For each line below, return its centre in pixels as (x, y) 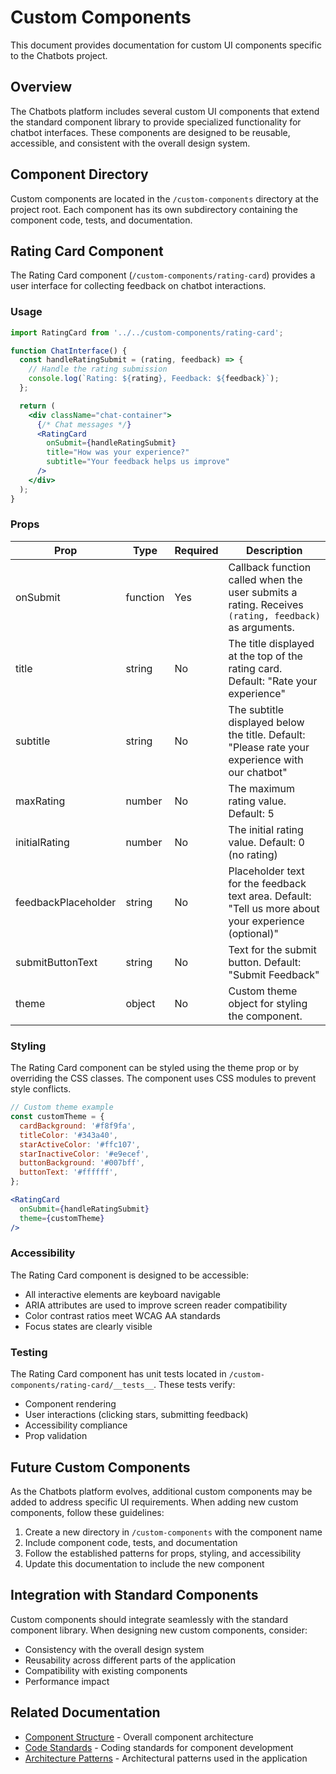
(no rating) (253, 854)
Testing (29, 1352)
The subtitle (256, 709)
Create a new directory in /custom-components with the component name (173, 1532)
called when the (265, 579)
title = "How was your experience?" (118, 452)
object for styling (268, 1003)
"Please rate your (269, 747)
